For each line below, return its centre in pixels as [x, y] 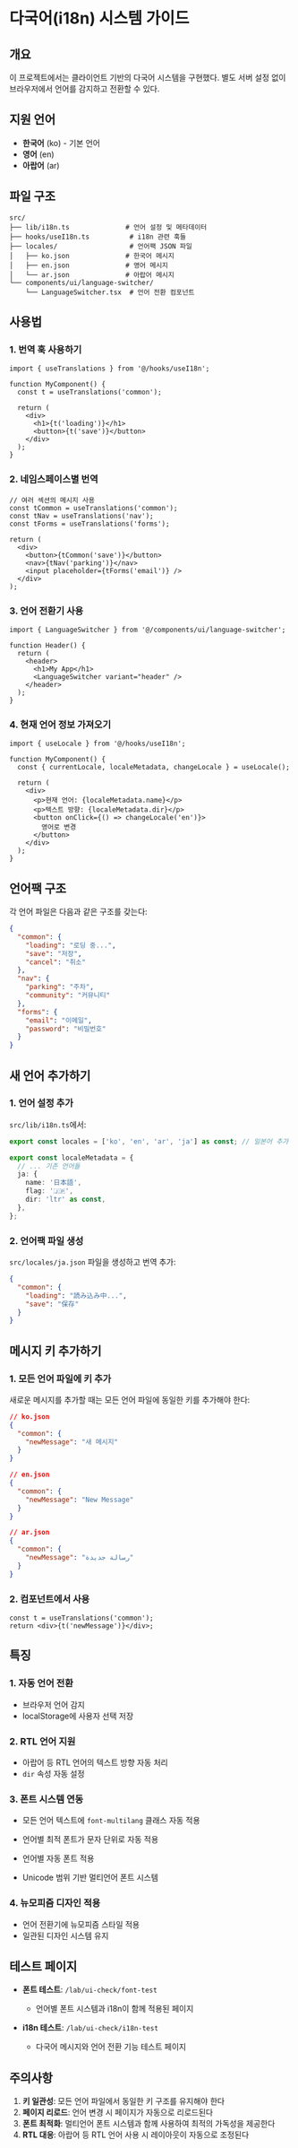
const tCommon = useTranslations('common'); [94, 508]
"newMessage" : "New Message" [80, 1500]
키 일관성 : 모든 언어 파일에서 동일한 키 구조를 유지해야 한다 [123, 2101]
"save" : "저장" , [54, 953]
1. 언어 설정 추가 [41, 1103]
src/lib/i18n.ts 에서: [48, 1124]
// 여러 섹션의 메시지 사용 [52, 500]
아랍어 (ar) [41, 165]
